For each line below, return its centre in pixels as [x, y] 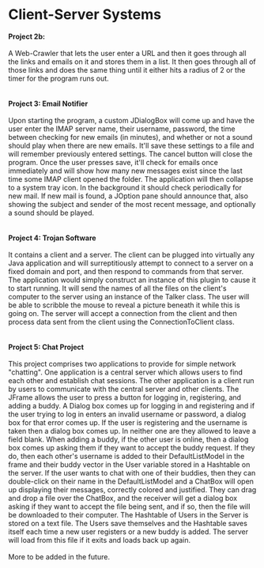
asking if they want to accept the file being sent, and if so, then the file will [129, 506]
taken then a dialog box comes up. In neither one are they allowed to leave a [132, 431]
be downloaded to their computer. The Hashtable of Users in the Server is [128, 514]
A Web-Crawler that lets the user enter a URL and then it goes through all [127, 53]
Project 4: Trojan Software [52, 238]
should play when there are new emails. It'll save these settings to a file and [131, 145]
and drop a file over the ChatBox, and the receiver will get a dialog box [123, 498]
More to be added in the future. [59, 557]
